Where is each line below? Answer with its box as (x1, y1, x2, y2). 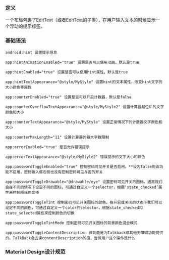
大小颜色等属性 (5, 84, 32, 90)
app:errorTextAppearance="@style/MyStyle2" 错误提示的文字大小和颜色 (5, 154, 145, 159)
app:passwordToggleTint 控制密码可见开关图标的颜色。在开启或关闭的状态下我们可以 (5, 200, 162, 205)
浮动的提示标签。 (9, 23, 45, 29)
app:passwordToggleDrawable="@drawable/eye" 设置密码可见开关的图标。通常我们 (5, 179, 163, 184)
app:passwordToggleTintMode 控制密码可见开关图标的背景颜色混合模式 (5, 220, 138, 226)
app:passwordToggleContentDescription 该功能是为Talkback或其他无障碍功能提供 (5, 230, 163, 235)
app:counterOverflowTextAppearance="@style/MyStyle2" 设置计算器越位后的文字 (5, 104, 164, 109)
